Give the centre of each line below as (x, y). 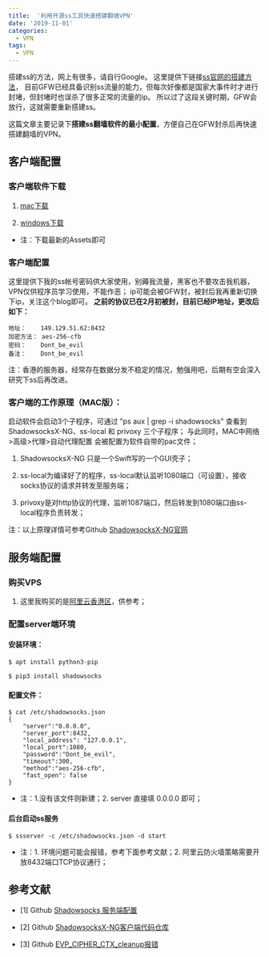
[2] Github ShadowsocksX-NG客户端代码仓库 (94, 927)
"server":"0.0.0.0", (57, 727)
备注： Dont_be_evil (46, 354)
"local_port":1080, (55, 748)
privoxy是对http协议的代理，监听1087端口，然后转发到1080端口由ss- (133, 503)
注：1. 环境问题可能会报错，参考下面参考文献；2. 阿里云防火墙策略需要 (136, 852)
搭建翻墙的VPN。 (37, 134)
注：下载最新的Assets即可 (63, 239)
